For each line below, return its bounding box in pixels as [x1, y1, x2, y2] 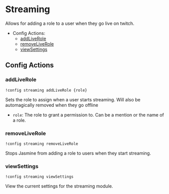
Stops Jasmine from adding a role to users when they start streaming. [5, 150, 151, 156]
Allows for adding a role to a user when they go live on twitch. [5, 20, 134, 26]
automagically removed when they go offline [5, 102, 98, 108]
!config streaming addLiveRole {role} [5, 88, 87, 93]
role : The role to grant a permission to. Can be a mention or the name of [12, 111, 164, 118]
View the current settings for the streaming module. [5, 183, 113, 189]
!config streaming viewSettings [5, 174, 74, 179]
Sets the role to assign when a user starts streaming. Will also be [5, 96, 141, 102]
